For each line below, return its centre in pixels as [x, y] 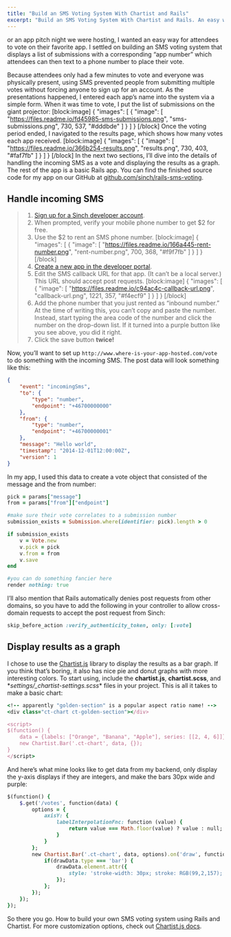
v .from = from [40, 554]
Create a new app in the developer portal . [93, 266]
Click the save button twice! [74, 340]
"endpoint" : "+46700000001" [72, 432]
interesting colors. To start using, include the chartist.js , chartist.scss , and [114, 678]
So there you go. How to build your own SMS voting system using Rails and [113, 918]
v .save [29, 560]
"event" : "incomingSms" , [55, 387]
